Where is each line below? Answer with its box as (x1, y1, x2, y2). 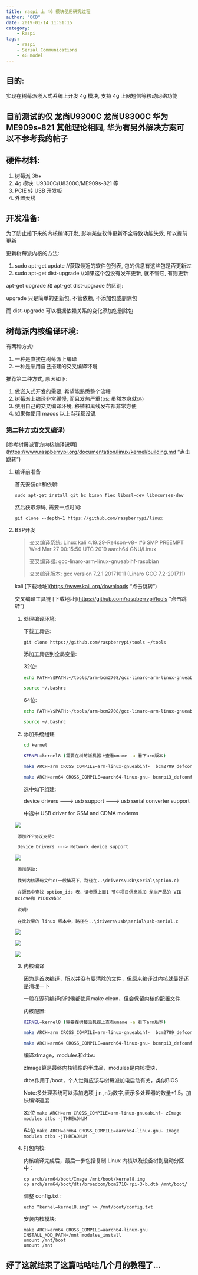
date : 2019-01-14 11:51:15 (6, 19, 72, 25)
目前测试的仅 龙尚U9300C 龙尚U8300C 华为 (6, 111, 169, 121)
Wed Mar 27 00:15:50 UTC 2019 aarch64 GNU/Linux (29, 545, 157, 552)
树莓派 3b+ (14, 172, 42, 179)
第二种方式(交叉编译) (6, 426, 65, 434)
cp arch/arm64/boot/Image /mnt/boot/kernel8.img (23, 1177, 146, 1182)
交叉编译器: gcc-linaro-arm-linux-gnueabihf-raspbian (29, 558, 159, 565)
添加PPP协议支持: (17, 833, 55, 839)
